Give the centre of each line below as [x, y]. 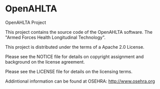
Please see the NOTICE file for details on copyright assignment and [74, 56]
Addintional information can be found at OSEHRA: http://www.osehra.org [80, 81]
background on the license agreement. [45, 62]
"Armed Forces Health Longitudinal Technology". [55, 37]
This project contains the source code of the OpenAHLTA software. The [79, 32]
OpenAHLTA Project [26, 22]
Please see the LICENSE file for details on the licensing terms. [69, 71]
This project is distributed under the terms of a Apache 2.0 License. [75, 47]
